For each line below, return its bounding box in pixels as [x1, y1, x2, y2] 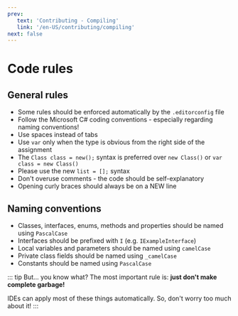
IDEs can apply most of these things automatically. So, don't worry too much [7, 294, 232, 303]
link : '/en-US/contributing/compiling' [16, 23, 135, 31]
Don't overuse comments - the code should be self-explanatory [17, 175, 205, 183]
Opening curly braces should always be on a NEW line [17, 182, 177, 190]
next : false [7, 30, 43, 38]
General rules [7, 89, 69, 101]
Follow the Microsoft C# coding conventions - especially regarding [17, 115, 213, 124]
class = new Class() [17, 160, 79, 168]
